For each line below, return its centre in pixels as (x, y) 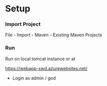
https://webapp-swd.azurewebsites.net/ (46, 68)
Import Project (23, 24)
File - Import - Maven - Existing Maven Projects (54, 35)
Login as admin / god (34, 78)
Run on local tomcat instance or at (40, 59)
